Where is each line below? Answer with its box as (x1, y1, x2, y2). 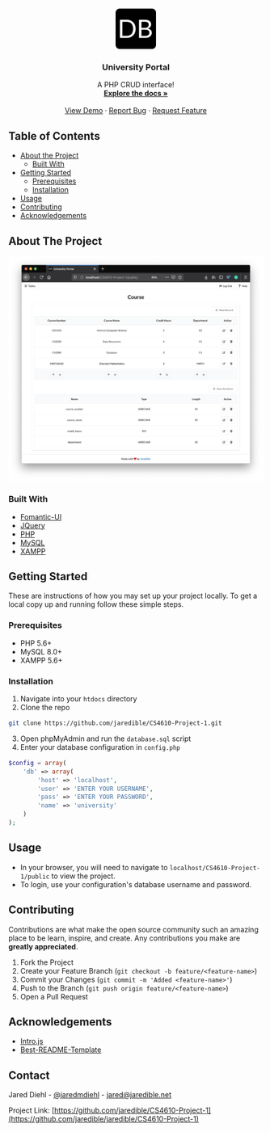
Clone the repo (19, 703, 70, 713)
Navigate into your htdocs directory (19, 694, 137, 704)
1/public (19, 873, 50, 881)
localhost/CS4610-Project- (169, 864, 260, 872)
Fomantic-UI (19, 511, 62, 521)
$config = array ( (8, 759, 67, 767)
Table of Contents (8, 129, 101, 143)
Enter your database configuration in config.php (19, 742, 180, 751)
